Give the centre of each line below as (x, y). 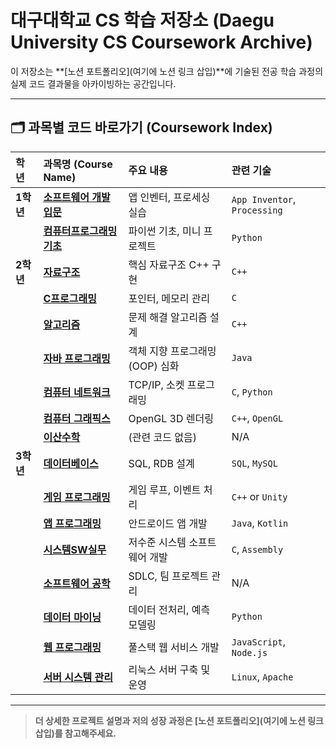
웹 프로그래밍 (72, 647)
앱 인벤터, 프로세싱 (169, 197)
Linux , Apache (262, 676)
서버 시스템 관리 (78, 677)
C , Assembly (257, 549)
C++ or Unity (259, 496)
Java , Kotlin (260, 523)
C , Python (252, 391)
